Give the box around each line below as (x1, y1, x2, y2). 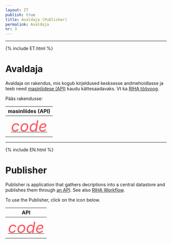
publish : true (5, 12, 36, 17)
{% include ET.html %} (5, 46, 53, 52)
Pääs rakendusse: (5, 96, 43, 102)
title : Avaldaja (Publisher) (5, 17, 68, 22)
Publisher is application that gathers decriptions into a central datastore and (5, 182, 165, 187)
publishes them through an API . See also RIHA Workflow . (5, 187, 125, 193)
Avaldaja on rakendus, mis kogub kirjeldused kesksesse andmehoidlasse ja (5, 80, 164, 86)
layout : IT (5, 7, 29, 13)
